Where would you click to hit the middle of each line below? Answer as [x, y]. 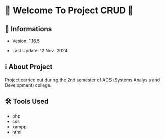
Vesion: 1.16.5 [26, 41]
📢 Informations [29, 29]
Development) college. [28, 85]
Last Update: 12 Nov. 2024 [40, 51]
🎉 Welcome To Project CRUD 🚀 [69, 10]
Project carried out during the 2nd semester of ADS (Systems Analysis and [82, 80]
